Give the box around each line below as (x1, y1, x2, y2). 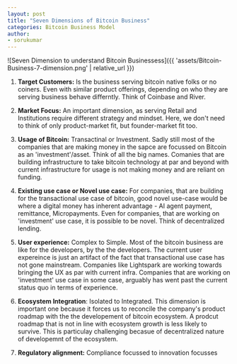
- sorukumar (7, 37, 42, 44)
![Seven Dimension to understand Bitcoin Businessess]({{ (7, 56, 175, 65)
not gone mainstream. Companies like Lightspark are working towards (17, 260, 222, 270)
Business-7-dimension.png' (7, 64, 88, 72)
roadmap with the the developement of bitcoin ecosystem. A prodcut (17, 312, 219, 321)
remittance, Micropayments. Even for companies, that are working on (17, 209, 220, 218)
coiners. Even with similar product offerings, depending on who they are (17, 85, 229, 94)
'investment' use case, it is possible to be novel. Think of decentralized (17, 217, 225, 226)
